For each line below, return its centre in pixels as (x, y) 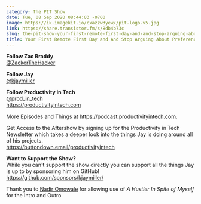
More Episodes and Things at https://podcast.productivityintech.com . (92, 116)
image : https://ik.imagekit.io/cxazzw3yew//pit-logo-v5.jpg (83, 23)
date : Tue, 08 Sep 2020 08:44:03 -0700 (56, 17)
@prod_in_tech (25, 98)
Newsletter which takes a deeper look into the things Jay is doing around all (100, 134)
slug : (13, 34)
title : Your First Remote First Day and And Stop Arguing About (88, 39)
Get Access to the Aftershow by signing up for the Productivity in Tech (93, 128)
